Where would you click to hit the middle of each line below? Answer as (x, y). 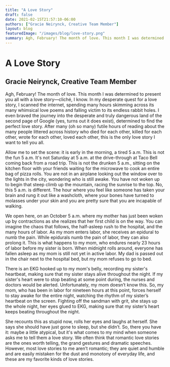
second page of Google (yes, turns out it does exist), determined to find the (84, 121)
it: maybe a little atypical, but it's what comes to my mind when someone (81, 332)
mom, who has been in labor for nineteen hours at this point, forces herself (83, 290)
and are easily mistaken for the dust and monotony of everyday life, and (80, 354)
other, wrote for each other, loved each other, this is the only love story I (80, 137)
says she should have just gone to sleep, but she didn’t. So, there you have (83, 327)
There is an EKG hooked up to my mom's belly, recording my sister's (76, 268)
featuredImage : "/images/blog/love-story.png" (55, 33)
